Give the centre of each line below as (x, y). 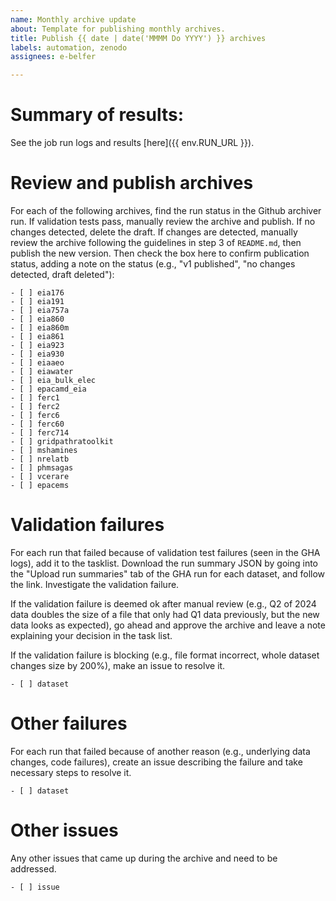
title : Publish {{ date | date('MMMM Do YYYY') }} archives (138, 38)
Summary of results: (97, 115)
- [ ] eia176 (37, 293)
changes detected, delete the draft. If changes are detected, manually (154, 232)
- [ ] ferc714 (40, 433)
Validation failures (87, 525)
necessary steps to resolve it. (71, 772)
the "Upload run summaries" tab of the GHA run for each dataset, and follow (168, 573)
